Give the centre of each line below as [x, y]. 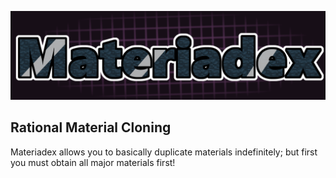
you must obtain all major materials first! [93, 162]
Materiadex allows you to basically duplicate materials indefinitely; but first [164, 152]
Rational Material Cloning [91, 127]
